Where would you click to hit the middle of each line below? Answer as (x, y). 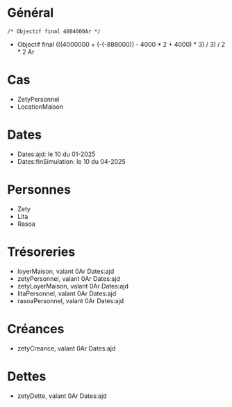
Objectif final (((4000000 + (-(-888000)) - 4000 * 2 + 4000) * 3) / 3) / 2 (121, 44)
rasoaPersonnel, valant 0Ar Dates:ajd (71, 300)
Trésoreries (41, 252)
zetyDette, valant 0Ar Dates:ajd (62, 396)
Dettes (27, 376)
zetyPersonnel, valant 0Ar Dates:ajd (68, 278)
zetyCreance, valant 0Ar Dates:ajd (66, 348)
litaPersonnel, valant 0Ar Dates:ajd (67, 293)
